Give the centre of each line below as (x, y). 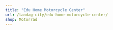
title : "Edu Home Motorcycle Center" (45, 10)
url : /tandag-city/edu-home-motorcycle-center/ (57, 15)
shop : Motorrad (21, 19)
